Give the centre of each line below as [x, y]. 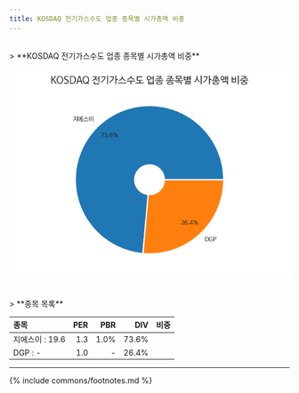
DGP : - [27, 352]
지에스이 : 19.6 [39, 340]
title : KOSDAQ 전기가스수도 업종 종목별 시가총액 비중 [97, 19]
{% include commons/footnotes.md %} [81, 381]
